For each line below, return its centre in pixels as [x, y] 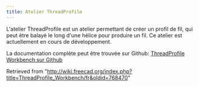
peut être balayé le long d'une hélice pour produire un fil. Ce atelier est [94, 35]
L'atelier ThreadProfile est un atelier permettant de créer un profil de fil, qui [100, 29]
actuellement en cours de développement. [59, 41]
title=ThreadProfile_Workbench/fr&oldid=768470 [67, 77]
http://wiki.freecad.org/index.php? [90, 71]
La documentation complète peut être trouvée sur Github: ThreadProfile [96, 53]
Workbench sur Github [34, 59]
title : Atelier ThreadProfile [44, 12]
